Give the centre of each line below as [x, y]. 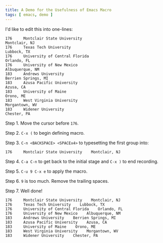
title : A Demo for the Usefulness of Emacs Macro [59, 10]
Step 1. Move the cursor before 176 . [42, 123]
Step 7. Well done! [24, 191]
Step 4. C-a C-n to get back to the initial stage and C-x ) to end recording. [82, 161]
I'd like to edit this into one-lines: [39, 29]
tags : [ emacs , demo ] [29, 15]
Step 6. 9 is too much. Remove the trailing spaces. [57, 181]
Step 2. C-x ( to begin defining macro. [45, 133]
